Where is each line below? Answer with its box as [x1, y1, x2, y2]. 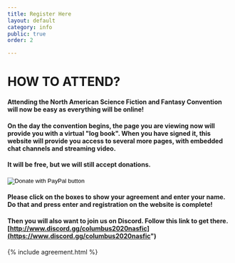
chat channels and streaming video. [7, 144, 116, 153]
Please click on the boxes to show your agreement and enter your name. [7, 193, 226, 201]
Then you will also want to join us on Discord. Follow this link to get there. [7, 216, 229, 225]
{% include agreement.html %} [7, 247, 98, 256]
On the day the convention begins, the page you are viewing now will [7, 122, 215, 130]
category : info [7, 23, 53, 31]
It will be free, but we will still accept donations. [7, 161, 151, 169]
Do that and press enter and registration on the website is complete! [7, 200, 213, 209]
